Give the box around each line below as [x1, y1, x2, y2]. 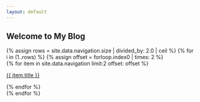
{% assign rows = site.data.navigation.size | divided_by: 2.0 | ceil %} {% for [6, 47, 194, 54]
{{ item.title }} [6, 72, 40, 79]
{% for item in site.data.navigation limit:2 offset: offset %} [6, 60, 149, 67]
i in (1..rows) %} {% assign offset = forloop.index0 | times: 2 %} [6, 54, 164, 61]
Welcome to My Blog [6, 31, 86, 42]
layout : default [6, 8, 47, 15]
